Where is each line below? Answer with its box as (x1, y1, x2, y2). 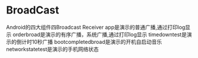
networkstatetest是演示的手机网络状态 (6, 45, 99, 53)
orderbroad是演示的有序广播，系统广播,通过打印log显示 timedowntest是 (12, 30, 187, 38)
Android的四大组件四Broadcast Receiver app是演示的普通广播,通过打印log (6, 23, 186, 30)
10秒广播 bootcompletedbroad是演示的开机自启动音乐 (31, 38, 162, 45)
